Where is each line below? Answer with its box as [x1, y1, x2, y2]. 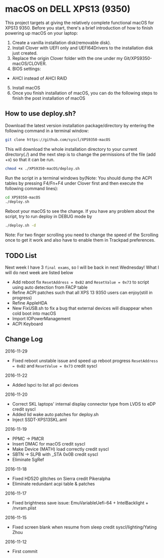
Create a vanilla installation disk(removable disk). [12, 39, 111, 45]
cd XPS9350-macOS [5, 195, 41, 200]
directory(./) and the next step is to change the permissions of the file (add [5, 151, 156, 157]
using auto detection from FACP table [12, 284, 88, 290]
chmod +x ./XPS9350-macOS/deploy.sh [5, 166, 80, 171]
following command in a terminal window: [5, 128, 89, 134]
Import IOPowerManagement [12, 315, 71, 321]
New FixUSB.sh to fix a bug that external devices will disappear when [12, 305, 153, 311]
